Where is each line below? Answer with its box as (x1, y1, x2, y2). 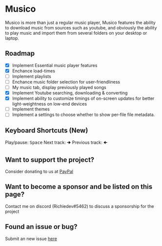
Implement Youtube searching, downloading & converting (12, 90, 128, 96)
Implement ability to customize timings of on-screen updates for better (12, 95, 155, 101)
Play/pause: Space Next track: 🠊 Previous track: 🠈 (5, 139, 108, 145)
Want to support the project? (5, 156, 95, 164)
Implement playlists (12, 73, 51, 79)
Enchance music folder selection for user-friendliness (12, 79, 121, 85)
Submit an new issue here (5, 236, 57, 242)
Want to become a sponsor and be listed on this (5, 182, 153, 191)
